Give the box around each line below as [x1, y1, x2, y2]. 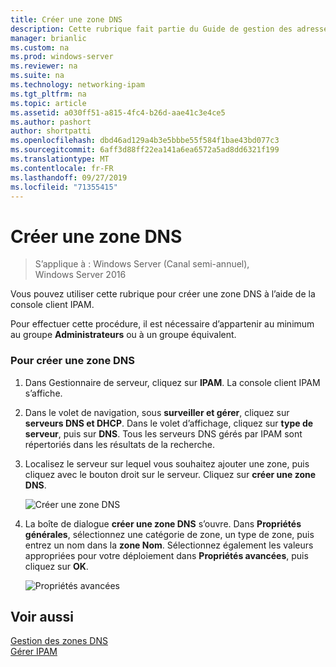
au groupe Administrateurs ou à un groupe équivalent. [10, 329, 237, 341]
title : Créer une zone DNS [10, 14, 123, 25]
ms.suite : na [10, 71, 65, 81]
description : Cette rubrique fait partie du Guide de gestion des [10, 24, 293, 34]
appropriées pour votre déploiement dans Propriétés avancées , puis [24, 549, 309, 561]
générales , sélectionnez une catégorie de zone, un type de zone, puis [24, 528, 315, 540]
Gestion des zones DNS [10, 635, 108, 647]
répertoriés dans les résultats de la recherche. [24, 438, 216, 450]
